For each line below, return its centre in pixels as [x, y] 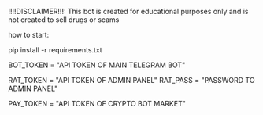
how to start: [29, 35]
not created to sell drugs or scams [64, 20]
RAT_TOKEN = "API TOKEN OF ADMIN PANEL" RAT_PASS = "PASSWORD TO [131, 80]
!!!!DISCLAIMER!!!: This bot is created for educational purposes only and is [128, 11]
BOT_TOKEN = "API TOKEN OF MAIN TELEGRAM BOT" [97, 65]
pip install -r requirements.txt [55, 50]
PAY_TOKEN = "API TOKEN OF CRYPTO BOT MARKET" [97, 104]
